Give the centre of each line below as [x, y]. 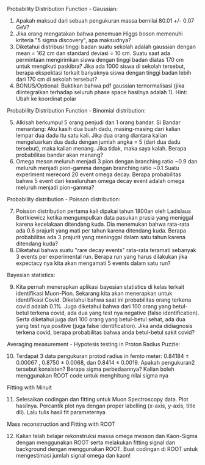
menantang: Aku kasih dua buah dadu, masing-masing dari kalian [98, 129]
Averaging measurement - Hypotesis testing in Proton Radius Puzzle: [94, 344]
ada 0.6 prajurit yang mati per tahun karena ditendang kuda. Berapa [101, 231]
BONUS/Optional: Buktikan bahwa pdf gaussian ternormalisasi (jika [100, 86]
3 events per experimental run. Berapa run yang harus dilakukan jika [102, 257]
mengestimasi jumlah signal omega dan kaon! [73, 456]
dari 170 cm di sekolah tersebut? [56, 79]
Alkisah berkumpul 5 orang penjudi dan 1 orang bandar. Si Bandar [98, 122]
